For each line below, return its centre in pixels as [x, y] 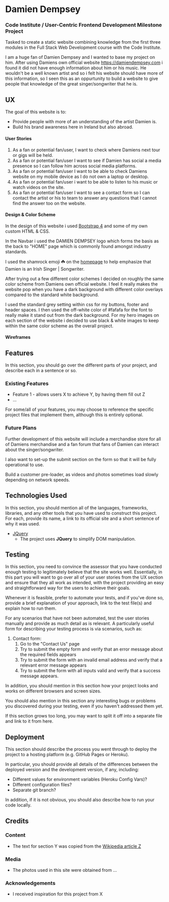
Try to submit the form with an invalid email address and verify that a [91, 660]
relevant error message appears [53, 665]
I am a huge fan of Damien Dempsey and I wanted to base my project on [80, 57]
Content [16, 835]
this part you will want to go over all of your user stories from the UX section [84, 577]
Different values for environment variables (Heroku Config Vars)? [80, 779]
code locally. [18, 805]
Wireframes [18, 337]
